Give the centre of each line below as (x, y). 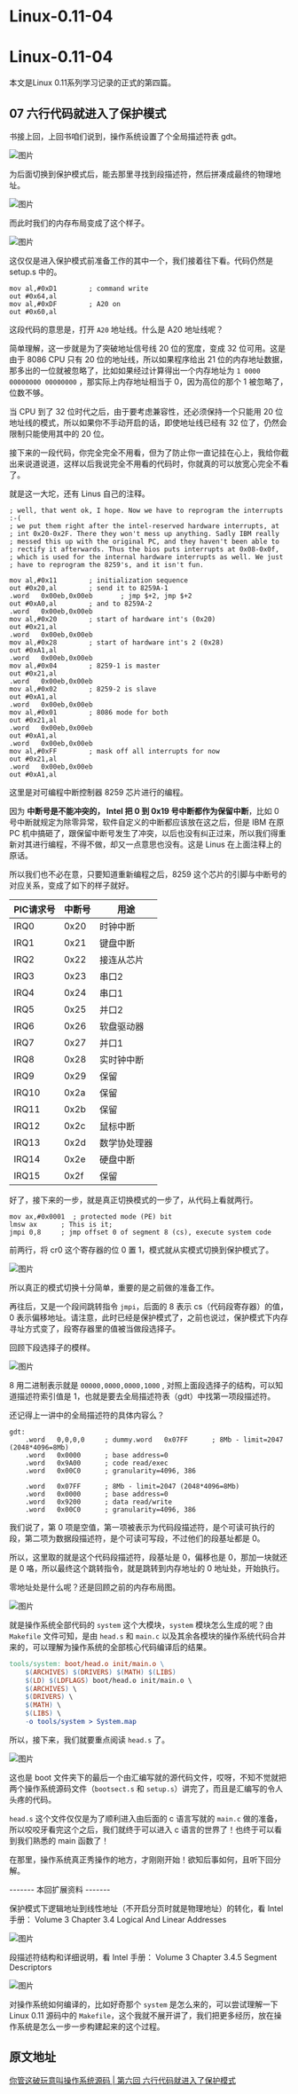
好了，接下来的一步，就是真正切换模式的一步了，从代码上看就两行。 (133, 1199)
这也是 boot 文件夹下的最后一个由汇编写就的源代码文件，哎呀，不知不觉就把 (148, 1777)
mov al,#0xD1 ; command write (79, 288)
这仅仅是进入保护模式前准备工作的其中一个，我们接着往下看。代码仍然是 (141, 260)
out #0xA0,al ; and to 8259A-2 (81, 604)
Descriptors (31, 1967)
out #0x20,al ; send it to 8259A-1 (89, 588)
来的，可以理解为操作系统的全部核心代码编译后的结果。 (110, 1647)
